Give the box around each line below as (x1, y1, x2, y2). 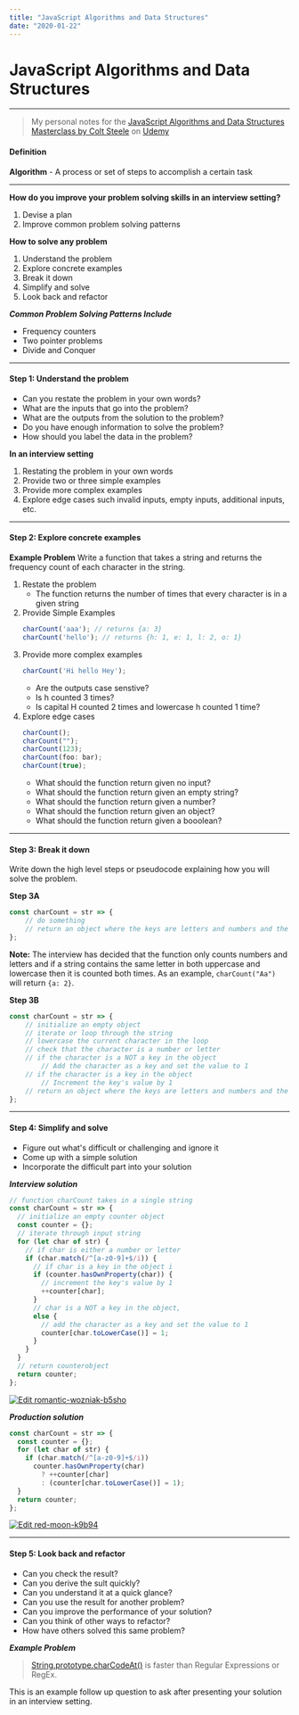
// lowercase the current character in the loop (25, 1036, 209, 1046)
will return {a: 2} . (9, 977, 75, 988)
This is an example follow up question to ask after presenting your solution (9, 1686, 282, 1697)
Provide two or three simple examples (21, 474, 162, 486)
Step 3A (9, 891, 40, 902)
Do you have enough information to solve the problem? (21, 421, 224, 433)
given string (35, 598, 80, 609)
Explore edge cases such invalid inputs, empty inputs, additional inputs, (21, 494, 285, 505)
